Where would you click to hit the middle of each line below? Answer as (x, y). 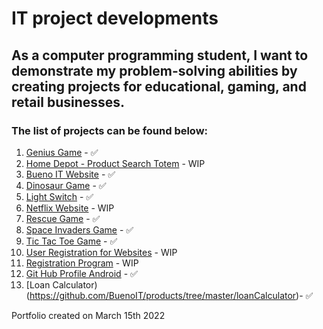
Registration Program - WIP (82, 263)
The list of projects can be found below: (110, 130)
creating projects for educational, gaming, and (159, 86)
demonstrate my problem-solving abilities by (154, 70)
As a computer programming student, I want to (160, 55)
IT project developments (115, 18)
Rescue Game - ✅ (63, 218)
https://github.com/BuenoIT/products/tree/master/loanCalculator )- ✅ (171, 295)
